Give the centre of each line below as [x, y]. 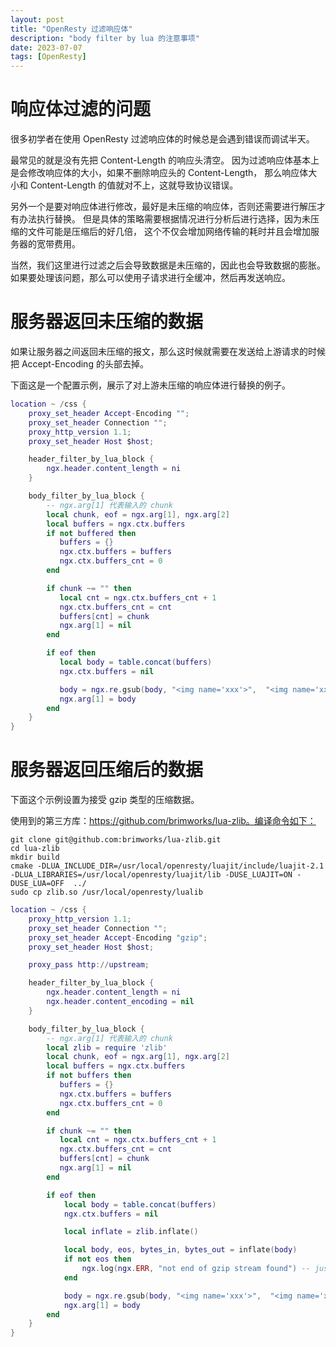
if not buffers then [89, 1076]
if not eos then [97, 1259]
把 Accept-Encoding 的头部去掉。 [79, 364]
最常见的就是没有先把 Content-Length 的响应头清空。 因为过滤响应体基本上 [165, 160]
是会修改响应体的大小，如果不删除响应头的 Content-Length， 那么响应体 [159, 173]
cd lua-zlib [35, 849]
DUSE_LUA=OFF [37, 884]
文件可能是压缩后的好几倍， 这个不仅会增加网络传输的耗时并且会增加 [169, 232]
